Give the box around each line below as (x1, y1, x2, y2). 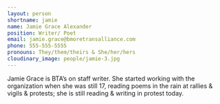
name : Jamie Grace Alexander (7, 23, 92, 30)
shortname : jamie (7, 17, 58, 24)
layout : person (7, 10, 52, 17)
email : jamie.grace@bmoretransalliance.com (7, 36, 136, 43)
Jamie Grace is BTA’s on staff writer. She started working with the (7, 74, 196, 83)
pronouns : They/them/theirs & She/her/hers (7, 49, 136, 56)
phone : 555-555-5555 (7, 42, 68, 49)
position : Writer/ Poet (7, 29, 77, 37)
